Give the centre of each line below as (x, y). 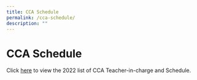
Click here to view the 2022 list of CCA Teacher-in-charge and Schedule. (99, 70)
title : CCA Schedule (33, 12)
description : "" (27, 23)
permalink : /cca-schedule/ (41, 18)
